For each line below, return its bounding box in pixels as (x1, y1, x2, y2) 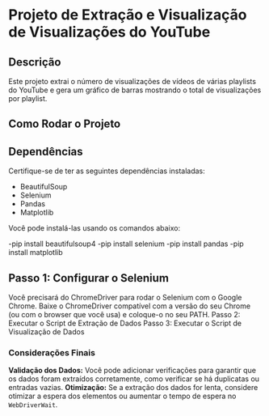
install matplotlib (8, 248, 63, 257)
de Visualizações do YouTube (8, 23, 211, 41)
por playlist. (8, 94, 48, 103)
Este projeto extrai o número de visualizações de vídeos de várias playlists (8, 77, 257, 86)
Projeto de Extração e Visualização (8, 6, 247, 24)
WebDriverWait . (8, 400, 58, 410)
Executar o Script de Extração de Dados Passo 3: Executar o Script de (8, 318, 242, 329)
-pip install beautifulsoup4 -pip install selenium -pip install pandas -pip (8, 239, 244, 248)
